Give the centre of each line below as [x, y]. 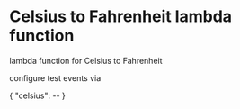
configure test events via [55, 77]
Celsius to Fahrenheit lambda [120, 17]
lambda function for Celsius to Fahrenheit [86, 60]
